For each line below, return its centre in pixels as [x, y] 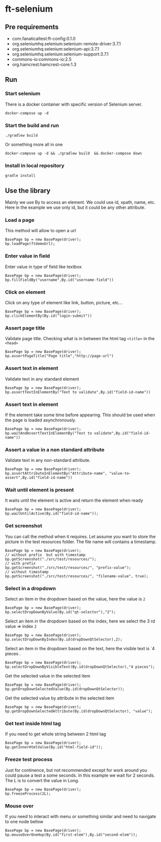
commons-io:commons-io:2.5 [42, 59]
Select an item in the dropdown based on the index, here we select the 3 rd [80, 621]
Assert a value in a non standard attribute [55, 450]
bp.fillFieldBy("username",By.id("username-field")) [59, 280]
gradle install [20, 176]
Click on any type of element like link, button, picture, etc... [64, 302]
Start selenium [23, 93]
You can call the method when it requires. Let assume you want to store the [80, 536]
